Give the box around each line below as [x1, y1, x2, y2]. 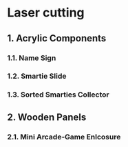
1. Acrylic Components [7, 32, 107, 44]
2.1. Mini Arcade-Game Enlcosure [7, 132, 121, 141]
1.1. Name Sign [7, 53, 56, 63]
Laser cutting [7, 5, 85, 21]
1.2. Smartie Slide [7, 71, 67, 81]
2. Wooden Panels [7, 111, 87, 123]
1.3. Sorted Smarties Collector [7, 90, 109, 99]
